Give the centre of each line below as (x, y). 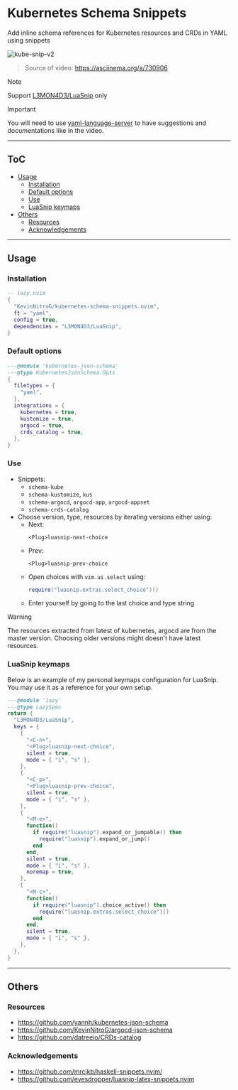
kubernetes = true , (49, 412)
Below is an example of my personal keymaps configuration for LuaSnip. (113, 679)
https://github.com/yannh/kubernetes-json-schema (93, 1022)
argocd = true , (42, 425)
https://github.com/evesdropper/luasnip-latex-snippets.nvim (106, 1079)
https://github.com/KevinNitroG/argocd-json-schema (95, 1030)
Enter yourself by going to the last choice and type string (111, 603)
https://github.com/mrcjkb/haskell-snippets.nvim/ (90, 1072)
